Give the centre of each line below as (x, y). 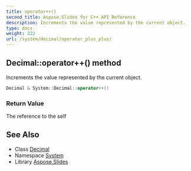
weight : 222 (21, 34)
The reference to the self (36, 116)
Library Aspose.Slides (41, 162)
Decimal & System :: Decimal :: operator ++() (58, 88)
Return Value (25, 103)
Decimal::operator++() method (64, 63)
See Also (23, 135)
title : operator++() (32, 12)
